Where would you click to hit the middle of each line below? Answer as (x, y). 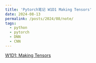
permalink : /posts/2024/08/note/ (39, 19)
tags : (11, 23)
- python (18, 28)
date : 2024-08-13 (23, 14)
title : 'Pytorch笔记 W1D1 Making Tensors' (48, 10)
